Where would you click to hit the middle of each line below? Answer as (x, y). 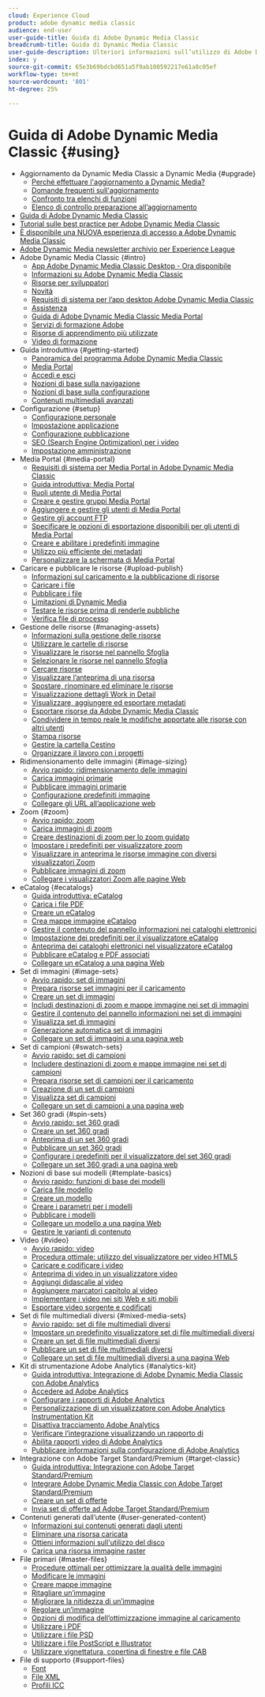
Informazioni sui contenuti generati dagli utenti (107, 1525)
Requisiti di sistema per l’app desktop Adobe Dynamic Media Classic (142, 300)
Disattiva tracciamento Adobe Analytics (95, 1425)
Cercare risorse (57, 669)
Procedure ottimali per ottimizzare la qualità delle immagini (127, 1568)
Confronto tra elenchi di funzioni (84, 199)
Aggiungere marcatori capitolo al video (95, 1291)
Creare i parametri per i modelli (82, 1207)
